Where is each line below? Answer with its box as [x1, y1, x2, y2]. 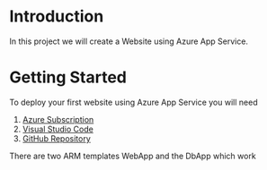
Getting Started [9, 67, 128, 88]
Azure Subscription [22, 114, 94, 124]
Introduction [9, 6, 104, 27]
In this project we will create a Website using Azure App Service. [9, 36, 249, 47]
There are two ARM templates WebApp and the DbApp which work [9, 150, 256, 161]
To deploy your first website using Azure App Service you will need [9, 97, 258, 107]
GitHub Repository [22, 132, 92, 144]
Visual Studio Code [22, 123, 94, 134]
